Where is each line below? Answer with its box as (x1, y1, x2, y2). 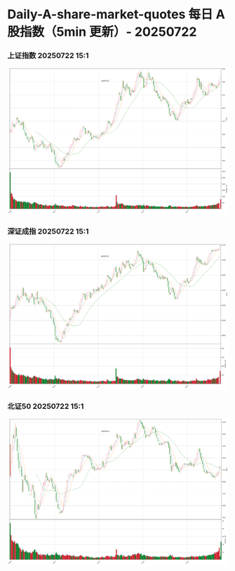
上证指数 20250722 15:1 (7, 51, 89, 60)
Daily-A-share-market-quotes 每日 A (7, 6, 226, 22)
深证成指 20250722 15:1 (7, 226, 89, 236)
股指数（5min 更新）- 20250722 (7, 24, 197, 40)
